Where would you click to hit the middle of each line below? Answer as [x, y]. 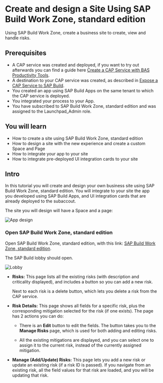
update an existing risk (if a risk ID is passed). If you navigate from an [81, 365]
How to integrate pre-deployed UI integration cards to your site [75, 159]
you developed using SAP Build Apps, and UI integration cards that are [76, 196]
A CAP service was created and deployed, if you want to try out [75, 65]
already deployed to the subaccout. [41, 201]
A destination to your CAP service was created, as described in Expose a [85, 80]
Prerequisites [26, 53]
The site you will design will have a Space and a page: [59, 211]
